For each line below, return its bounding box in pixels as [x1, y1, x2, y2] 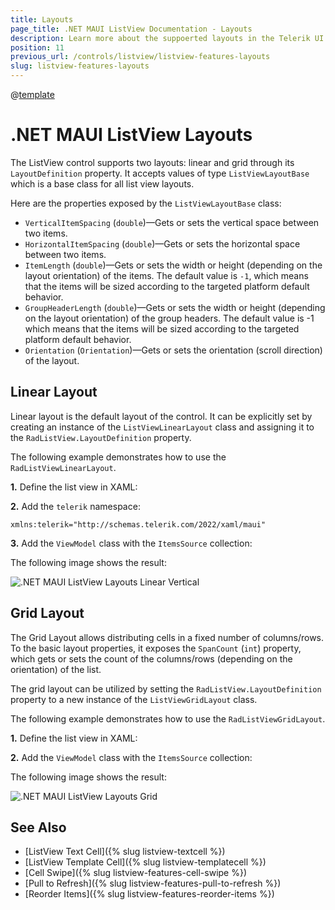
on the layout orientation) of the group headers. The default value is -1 [24, 312, 315, 324]
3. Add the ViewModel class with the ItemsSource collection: [10, 537, 253, 549]
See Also [10, 819, 67, 836]
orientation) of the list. [10, 663, 102, 675]
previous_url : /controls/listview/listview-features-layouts [10, 52, 271, 62]
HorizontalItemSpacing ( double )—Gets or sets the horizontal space [24, 237, 301, 250]
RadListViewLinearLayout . [10, 461, 117, 473]
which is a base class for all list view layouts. [10, 177, 195, 190]
